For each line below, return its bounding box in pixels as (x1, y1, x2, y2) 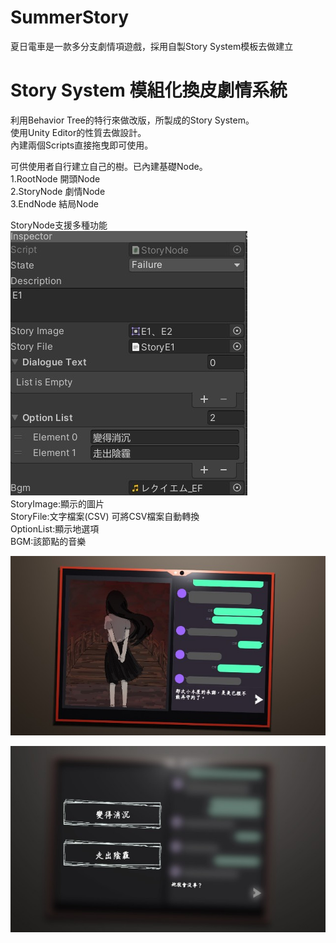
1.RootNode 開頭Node (10, 172, 101, 185)
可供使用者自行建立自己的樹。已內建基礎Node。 (10, 160, 208, 172)
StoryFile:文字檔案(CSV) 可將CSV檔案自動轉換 (10, 510, 200, 522)
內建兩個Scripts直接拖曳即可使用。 (10, 139, 154, 151)
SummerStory (10, 6, 130, 29)
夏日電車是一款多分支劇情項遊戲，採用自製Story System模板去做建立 (10, 40, 294, 52)
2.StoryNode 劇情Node (10, 185, 106, 197)
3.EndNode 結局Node (10, 197, 99, 210)
